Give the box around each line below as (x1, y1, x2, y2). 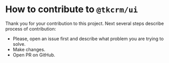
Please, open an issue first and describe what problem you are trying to (12, 36, 164, 42)
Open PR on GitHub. (12, 52, 55, 58)
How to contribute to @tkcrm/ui (5, 4, 138, 15)
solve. (12, 41, 26, 47)
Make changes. (12, 46, 46, 52)
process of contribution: (5, 25, 56, 31)
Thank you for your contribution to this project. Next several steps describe (5, 20, 164, 26)
